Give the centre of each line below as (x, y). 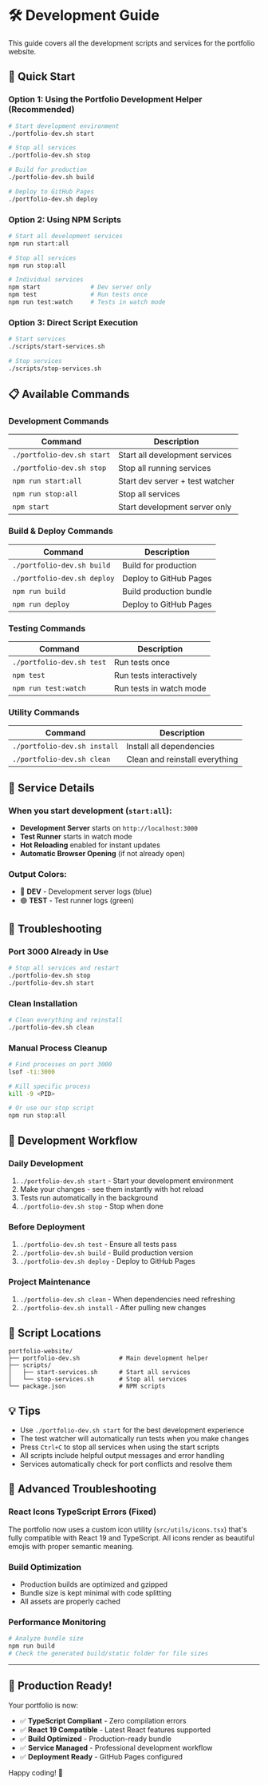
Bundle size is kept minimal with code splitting (95, 1593)
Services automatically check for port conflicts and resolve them (126, 1464)
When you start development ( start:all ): (90, 811)
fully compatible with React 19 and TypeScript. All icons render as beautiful (132, 1538)
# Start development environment (64, 126)
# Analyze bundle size (46, 1639)
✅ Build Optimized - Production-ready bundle (95, 1739)
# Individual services (46, 280)
